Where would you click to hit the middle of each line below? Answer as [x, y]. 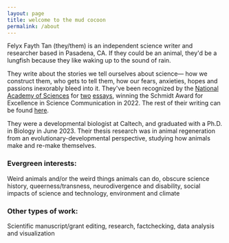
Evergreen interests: [42, 164]
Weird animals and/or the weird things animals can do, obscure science [108, 178]
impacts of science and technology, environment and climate [94, 193]
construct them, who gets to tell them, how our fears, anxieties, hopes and [112, 81]
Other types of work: [43, 211]
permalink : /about [33, 26]
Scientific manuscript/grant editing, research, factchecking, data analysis [111, 226]
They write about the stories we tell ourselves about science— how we [107, 74]
